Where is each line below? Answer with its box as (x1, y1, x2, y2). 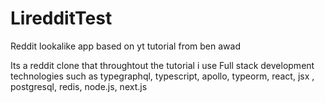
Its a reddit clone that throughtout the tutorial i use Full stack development (10, 59, 315, 71)
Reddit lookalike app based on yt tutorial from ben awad (10, 40, 241, 52)
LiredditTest (10, 7, 113, 30)
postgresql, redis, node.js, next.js (10, 80, 148, 92)
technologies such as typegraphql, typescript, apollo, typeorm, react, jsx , (10, 70, 315, 82)
